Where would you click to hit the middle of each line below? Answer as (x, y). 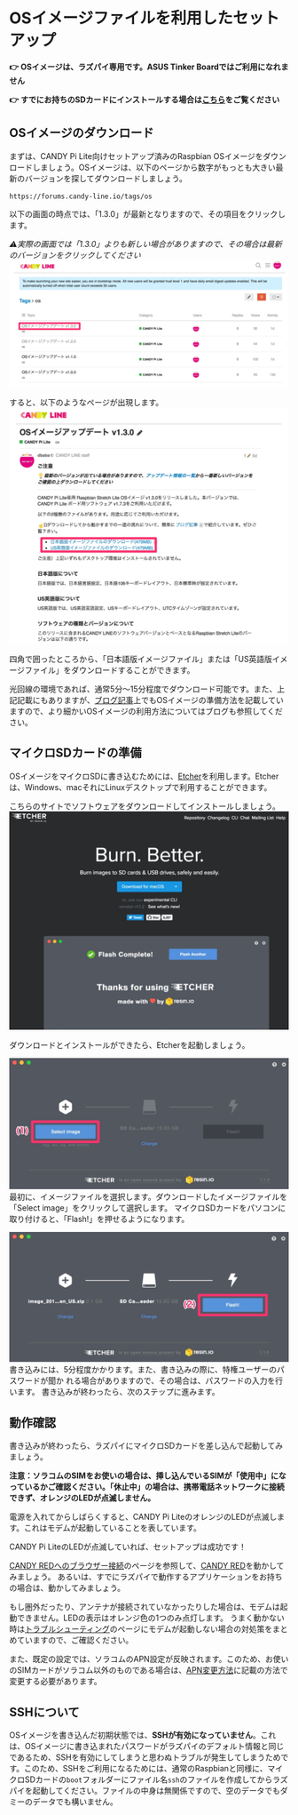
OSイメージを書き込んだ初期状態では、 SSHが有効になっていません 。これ (143, 1735)
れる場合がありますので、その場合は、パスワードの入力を (170, 1381)
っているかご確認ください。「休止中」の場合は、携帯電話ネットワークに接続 (147, 1487)
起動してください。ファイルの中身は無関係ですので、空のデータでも (157, 1791)
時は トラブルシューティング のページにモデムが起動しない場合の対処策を (141, 1629)
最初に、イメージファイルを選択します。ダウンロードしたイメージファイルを (149, 1196)
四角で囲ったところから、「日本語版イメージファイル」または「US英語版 (141, 659)
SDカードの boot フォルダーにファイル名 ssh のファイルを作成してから (149, 1779)
